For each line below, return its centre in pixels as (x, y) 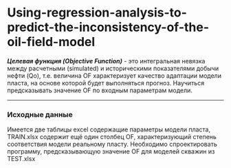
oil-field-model (51, 42)
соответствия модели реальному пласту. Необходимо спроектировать (112, 144)
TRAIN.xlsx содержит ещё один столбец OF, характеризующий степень (112, 137)
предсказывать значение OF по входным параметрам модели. (100, 90)
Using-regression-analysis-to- (97, 13)
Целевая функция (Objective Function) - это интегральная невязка (106, 61)
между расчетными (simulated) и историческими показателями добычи (113, 68)
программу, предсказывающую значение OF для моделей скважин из (111, 151)
